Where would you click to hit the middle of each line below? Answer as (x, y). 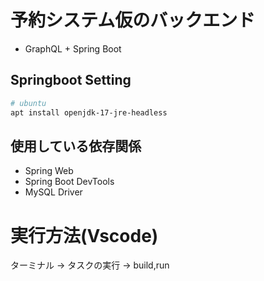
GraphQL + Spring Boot (73, 48)
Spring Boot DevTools (69, 182)
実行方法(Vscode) (84, 235)
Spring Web (49, 171)
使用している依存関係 (76, 146)
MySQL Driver (53, 192)
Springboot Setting (71, 80)
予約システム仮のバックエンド (133, 20)
